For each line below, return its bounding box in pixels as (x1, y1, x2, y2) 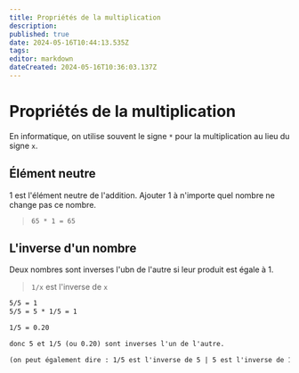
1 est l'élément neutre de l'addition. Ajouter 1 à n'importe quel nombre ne (9, 189, 276, 201)
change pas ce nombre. (9, 199, 96, 210)
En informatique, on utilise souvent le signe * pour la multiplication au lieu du (9, 130, 290, 141)
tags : (9, 46, 29, 55)
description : (9, 21, 58, 30)
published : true (9, 29, 69, 38)
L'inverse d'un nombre (9, 241, 137, 256)
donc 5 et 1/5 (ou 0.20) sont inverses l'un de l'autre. (9, 340, 225, 349)
